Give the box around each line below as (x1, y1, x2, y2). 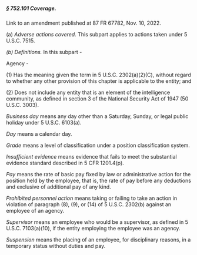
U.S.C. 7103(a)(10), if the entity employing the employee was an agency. (6, 224, 181, 231)
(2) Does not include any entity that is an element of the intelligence (6, 89, 171, 96)
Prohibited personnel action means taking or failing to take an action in (6, 194, 178, 202)
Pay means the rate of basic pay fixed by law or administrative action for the (6, 170, 191, 177)
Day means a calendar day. (6, 130, 72, 137)
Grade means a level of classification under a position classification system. (6, 142, 190, 149)
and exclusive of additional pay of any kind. (6, 183, 112, 190)
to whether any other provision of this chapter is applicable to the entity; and (6, 77, 192, 85)
